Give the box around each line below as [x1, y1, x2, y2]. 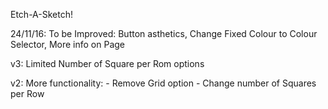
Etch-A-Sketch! [10, 9, 73, 20]
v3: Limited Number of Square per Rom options [10, 58, 205, 69]
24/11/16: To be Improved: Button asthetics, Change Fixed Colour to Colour [10, 28, 318, 39]
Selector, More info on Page [10, 39, 125, 50]
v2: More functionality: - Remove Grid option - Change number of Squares [10, 77, 317, 89]
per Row [10, 88, 45, 99]
